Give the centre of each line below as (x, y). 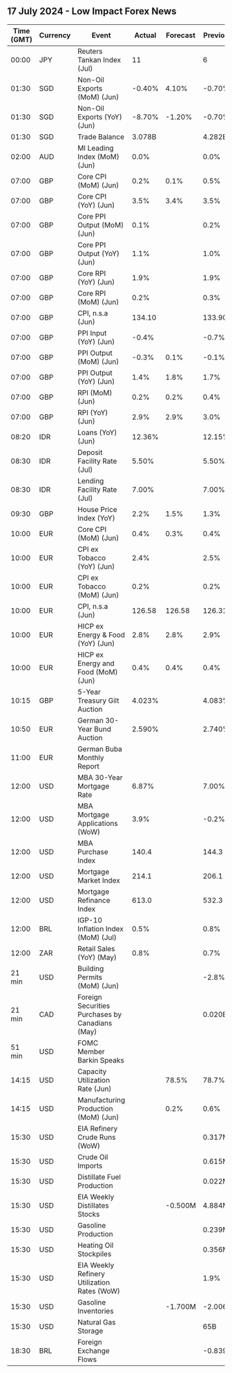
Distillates (93, 1205)
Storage (90, 1331)
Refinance (94, 900)
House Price (97, 509)
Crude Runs (96, 1137)
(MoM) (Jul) (97, 937)
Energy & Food (101, 634)
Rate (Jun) (94, 1089)
